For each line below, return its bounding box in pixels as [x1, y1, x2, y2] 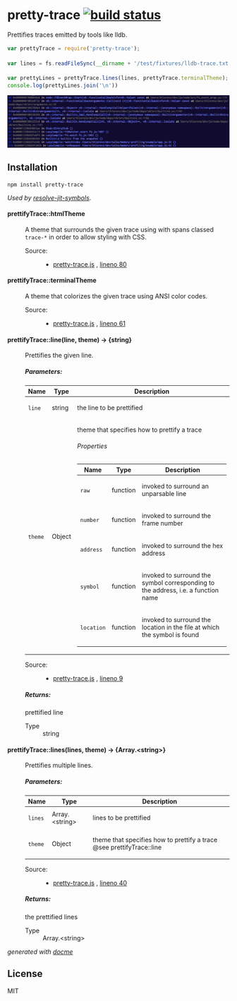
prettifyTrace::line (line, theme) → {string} [7, 335, 133, 344]
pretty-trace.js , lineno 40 [52, 878, 128, 887]
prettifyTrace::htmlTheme [7, 210, 85, 218]
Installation [7, 162, 58, 174]
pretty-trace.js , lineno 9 [52, 674, 123, 683]
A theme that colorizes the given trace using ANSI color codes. [25, 292, 208, 301]
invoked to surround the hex [142, 541, 224, 550]
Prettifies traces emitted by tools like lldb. [7, 30, 128, 39]
